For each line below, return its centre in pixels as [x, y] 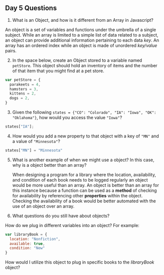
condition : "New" [27, 248]
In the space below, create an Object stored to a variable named [77, 60]
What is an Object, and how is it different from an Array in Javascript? [83, 20]
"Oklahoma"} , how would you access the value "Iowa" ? [67, 118]
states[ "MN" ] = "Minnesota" [34, 150]
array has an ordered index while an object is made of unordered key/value [81, 45]
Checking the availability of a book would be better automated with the [84, 201]
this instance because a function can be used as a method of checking [84, 190]
